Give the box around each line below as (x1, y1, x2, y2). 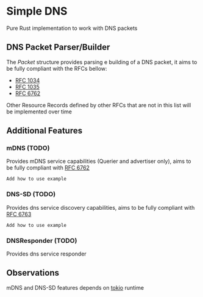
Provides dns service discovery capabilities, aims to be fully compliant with (6, 204, 195, 211)
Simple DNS (6, 4, 68, 18)
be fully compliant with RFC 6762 (6, 164, 90, 171)
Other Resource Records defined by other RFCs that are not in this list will (6, 101, 191, 109)
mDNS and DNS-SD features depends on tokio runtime (6, 284, 144, 291)
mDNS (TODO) (6, 144, 50, 152)
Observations (6, 268, 60, 278)
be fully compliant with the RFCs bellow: (6, 65, 108, 72)
